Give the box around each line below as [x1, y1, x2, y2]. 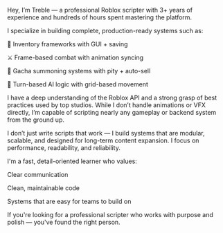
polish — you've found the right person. [7, 218, 121, 226]
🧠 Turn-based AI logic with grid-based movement [7, 80, 149, 88]
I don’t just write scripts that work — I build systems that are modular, [7, 129, 205, 137]
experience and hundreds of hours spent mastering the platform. [7, 13, 193, 21]
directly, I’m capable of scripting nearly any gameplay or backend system [7, 109, 217, 116]
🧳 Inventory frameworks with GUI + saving [7, 40, 128, 48]
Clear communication [7, 171, 69, 178]
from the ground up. [7, 115, 64, 124]
